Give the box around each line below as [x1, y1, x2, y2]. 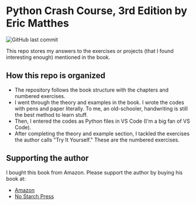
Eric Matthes [6, 16, 69, 30]
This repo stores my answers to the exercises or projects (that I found [6, 47, 174, 54]
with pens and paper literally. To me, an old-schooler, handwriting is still [14, 105, 188, 112]
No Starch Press [14, 193, 54, 200]
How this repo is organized [6, 70, 105, 80]
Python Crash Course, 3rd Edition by [6, 4, 187, 18]
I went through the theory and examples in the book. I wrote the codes [14, 99, 184, 106]
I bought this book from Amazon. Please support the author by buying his [6, 169, 183, 176]
